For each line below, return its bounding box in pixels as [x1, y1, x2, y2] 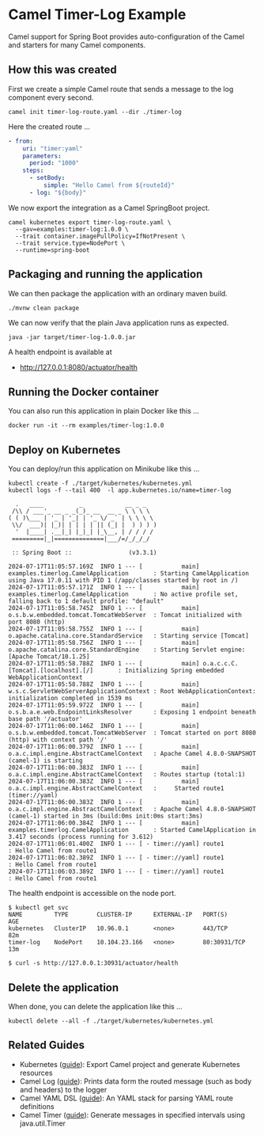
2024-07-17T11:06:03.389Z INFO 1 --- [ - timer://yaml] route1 [8, 867, 224, 876]
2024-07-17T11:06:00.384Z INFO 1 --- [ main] [8, 819, 200, 827]
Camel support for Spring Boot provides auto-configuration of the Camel [8, 32, 245, 41]
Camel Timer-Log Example [8, 6, 187, 24]
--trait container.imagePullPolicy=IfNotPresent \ [15, 232, 186, 240]
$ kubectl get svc [8, 904, 69, 912]
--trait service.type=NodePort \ [15, 239, 126, 247]
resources [19, 1068, 53, 1077]
